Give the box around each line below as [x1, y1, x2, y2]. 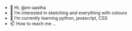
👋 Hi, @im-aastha [9, 5, 46, 10]
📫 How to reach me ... [9, 21, 56, 27]
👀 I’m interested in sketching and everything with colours [9, 10, 127, 16]
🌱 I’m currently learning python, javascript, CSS [9, 15, 107, 21]
